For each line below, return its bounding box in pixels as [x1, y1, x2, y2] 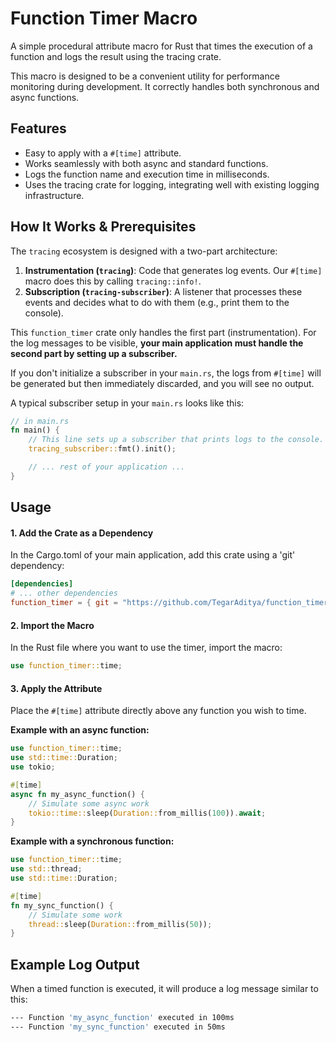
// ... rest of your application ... [28, 462, 186, 472]
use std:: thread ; [10, 864, 83, 874]
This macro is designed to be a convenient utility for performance [10, 70, 280, 82]
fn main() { [10, 425, 60, 436]
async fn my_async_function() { [10, 789, 145, 799]
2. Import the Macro [10, 619, 95, 631]
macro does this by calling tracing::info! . [24, 275, 202, 287]
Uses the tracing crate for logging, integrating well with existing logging [24, 178, 320, 191]
